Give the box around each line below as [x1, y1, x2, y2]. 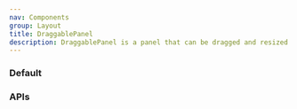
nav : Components [9, 12, 69, 22]
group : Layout [9, 21, 62, 30]
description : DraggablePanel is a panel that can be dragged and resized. [9, 37, 293, 47]
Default [9, 67, 43, 80]
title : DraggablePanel [9, 29, 93, 38]
